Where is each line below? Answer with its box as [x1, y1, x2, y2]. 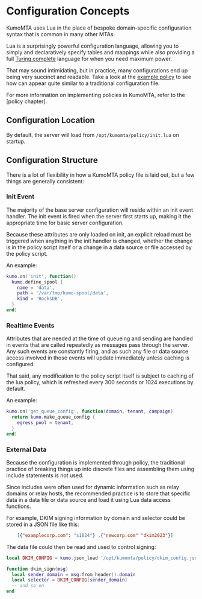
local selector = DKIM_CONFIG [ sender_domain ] [11, 577, 128, 583]
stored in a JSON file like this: [6, 521, 79, 528]
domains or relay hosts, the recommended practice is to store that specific [6, 490, 191, 497]
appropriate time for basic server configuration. [6, 219, 124, 226]
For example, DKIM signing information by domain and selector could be [6, 514, 185, 521]
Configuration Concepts [6, 4, 130, 18]
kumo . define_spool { [11, 279, 63, 285]
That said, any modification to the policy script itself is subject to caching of [6, 372, 194, 379]
